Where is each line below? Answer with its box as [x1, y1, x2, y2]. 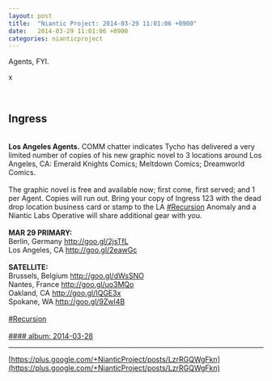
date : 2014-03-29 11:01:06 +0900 [8, 27, 129, 35]
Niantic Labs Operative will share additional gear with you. [8, 211, 202, 220]
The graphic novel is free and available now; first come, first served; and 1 [8, 185, 255, 195]
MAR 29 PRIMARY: [8, 228, 73, 238]
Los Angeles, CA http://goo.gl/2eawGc [8, 245, 138, 255]
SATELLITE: [8, 263, 49, 272]
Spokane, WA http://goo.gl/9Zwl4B [8, 297, 125, 306]
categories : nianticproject [8, 34, 104, 43]
